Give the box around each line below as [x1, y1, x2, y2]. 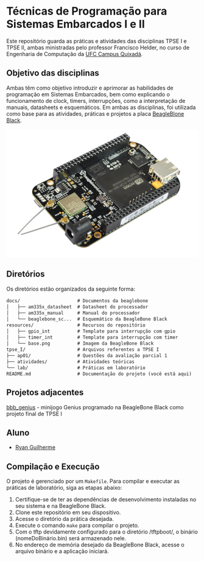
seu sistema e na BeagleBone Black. [15, 503, 107, 510]
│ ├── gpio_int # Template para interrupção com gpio [6, 328, 175, 334]
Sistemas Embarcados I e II [6, 17, 145, 31]
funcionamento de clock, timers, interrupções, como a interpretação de [6, 97, 186, 104]
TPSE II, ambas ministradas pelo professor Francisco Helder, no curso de [6, 44, 190, 51]
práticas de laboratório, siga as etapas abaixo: [6, 484, 122, 492]
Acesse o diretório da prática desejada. [15, 515, 114, 523]
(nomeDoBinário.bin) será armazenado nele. [15, 535, 127, 542]
